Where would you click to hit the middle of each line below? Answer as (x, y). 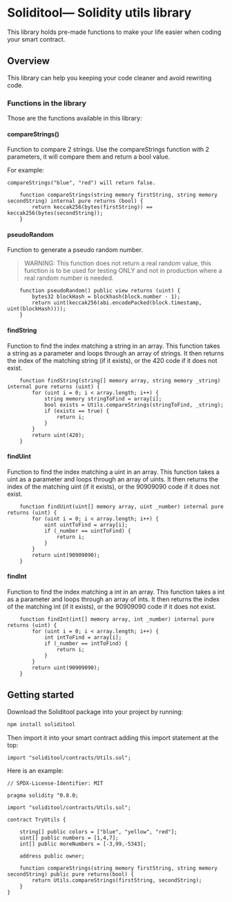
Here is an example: (36, 770)
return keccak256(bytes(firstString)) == (93, 207)
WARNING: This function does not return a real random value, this (118, 263)
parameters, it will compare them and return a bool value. (89, 157)
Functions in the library (47, 103)
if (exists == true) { (77, 411)
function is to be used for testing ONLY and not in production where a (123, 271)
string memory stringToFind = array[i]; (103, 399)
